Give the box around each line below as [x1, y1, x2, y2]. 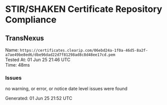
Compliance [5, 14, 57, 25]
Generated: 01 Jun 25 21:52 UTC [5, 96, 73, 102]
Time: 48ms [5, 62, 30, 68]
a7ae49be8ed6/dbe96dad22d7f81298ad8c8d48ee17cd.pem [5, 52, 115, 57]
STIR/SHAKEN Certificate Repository [5, 3, 162, 15]
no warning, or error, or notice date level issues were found [5, 86, 128, 92]
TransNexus [5, 34, 44, 42]
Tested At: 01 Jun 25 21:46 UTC [5, 57, 71, 63]
